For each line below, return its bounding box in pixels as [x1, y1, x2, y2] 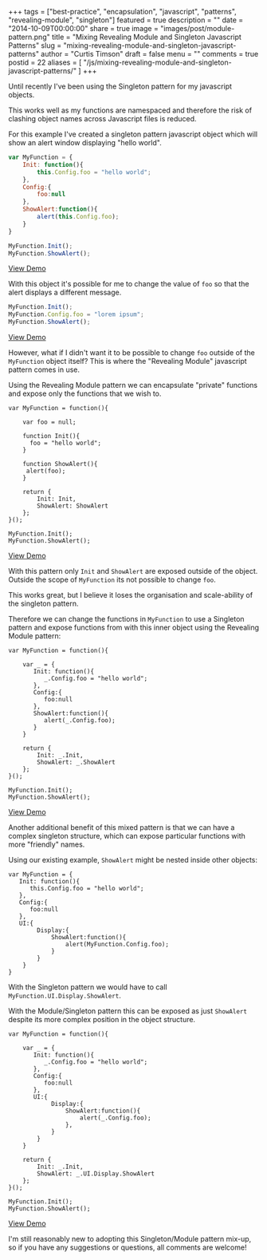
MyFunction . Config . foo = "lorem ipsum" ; [8, 310, 145, 318]
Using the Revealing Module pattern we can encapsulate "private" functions [8, 381, 257, 389]
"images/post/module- [160, 24, 235, 33]
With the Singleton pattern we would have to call [8, 982, 167, 992]
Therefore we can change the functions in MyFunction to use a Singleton [8, 614, 245, 623]
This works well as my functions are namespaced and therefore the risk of [8, 105, 253, 115]
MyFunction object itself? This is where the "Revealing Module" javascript [8, 357, 247, 365]
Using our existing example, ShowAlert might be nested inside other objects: [8, 855, 257, 864]
